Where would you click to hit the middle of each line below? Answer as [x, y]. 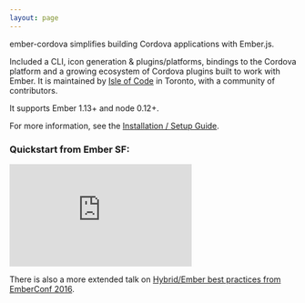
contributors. [34, 90]
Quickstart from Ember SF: [70, 149]
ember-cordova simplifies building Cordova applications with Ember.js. [142, 44]
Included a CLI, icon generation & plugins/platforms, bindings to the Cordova [153, 61]
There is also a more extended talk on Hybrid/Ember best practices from [145, 279]
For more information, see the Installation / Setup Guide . [115, 126]
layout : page [34, 18]
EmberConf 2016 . [42, 288]
